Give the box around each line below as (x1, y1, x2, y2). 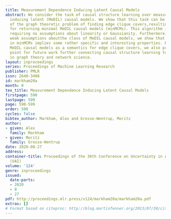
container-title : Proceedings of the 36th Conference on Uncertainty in (5, 154, 163, 159)
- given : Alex (5, 126, 36, 131)
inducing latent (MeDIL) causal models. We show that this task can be (10, 17, 165, 22)
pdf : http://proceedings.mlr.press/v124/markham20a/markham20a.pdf (5, 196, 152, 201)
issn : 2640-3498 (5, 74, 40, 79)
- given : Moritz (5, 135, 40, 140)
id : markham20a (5, 78, 38, 83)
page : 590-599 (5, 102, 36, 107)
